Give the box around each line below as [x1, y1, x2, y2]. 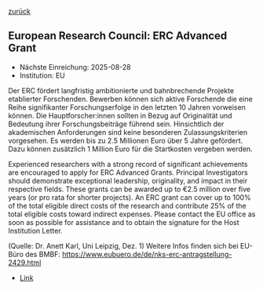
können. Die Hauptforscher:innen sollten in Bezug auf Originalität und [8, 111, 233, 120]
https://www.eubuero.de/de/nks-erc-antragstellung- [62, 249, 232, 259]
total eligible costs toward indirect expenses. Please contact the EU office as [8, 209, 256, 219]
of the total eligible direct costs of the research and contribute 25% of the [8, 201, 247, 210]
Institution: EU [19, 71, 65, 80]
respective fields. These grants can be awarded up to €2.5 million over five [8, 184, 251, 194]
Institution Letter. [8, 226, 63, 235]
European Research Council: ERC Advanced [8, 29, 228, 42]
